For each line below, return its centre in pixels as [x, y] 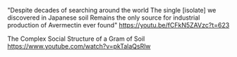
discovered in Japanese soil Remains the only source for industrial [104, 18]
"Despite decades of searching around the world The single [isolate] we [112, 10]
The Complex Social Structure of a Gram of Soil [76, 39]
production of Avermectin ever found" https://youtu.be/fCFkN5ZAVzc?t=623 [119, 25]
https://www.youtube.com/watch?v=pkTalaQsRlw [79, 46]
